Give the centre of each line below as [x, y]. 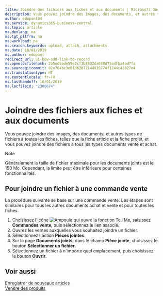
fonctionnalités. [21, 173]
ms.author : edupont [25, 55]
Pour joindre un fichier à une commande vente [76, 189]
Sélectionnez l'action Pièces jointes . [49, 235]
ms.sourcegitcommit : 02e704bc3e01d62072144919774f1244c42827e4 [70, 68]
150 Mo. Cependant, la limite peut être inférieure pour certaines [68, 168]
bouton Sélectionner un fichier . [44, 246]
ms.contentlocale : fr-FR [30, 77]
